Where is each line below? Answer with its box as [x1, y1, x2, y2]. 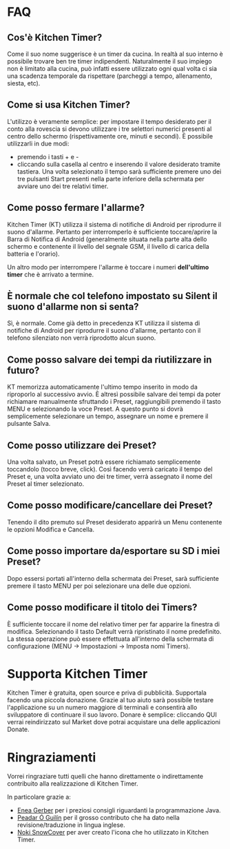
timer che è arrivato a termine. [7, 270, 94, 278]
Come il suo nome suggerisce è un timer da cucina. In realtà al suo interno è [7, 50, 224, 58]
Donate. [7, 725, 30, 734]
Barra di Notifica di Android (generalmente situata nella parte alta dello [7, 235, 207, 243]
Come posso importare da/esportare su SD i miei [7, 545, 220, 557]
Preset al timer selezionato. [7, 480, 85, 488]
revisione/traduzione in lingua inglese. [17, 821, 125, 829]
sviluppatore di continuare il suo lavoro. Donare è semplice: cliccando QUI [7, 710, 217, 719]
